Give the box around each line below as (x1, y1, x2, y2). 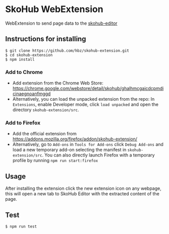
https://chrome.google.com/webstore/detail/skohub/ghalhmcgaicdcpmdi (12, 86, 164, 92)
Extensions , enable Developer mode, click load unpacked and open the (12, 102, 158, 108)
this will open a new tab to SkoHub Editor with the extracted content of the (5, 191, 159, 197)
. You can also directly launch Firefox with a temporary (42, 152, 155, 158)
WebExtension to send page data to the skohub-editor (5, 20, 118, 26)
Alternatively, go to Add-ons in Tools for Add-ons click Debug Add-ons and (12, 141, 163, 147)
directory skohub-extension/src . (12, 107, 79, 113)
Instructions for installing (5, 35, 87, 43)
